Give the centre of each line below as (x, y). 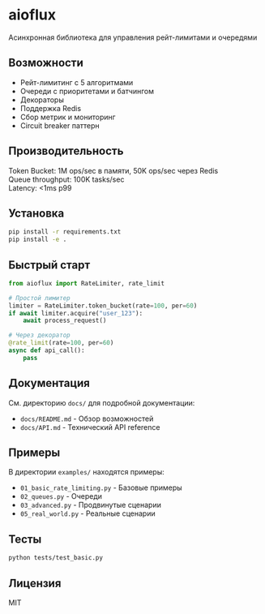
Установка (36, 213)
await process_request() (65, 321)
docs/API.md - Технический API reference (90, 427)
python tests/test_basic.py (56, 558)
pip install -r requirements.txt (65, 232)
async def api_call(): (47, 350)
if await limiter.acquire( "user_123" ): (76, 313)
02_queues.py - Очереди (61, 496)
